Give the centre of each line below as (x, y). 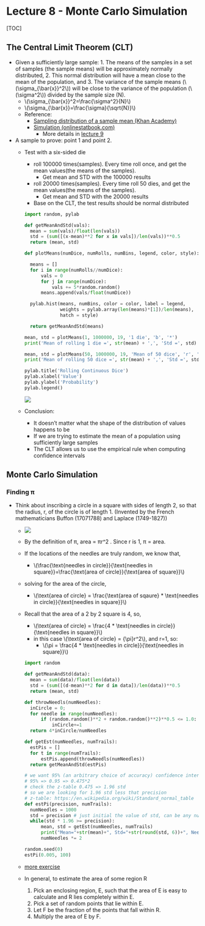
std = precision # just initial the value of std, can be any (110, 815)
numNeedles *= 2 (61, 838)
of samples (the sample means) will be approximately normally (94, 69)
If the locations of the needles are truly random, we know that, (103, 554)
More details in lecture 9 (73, 133)
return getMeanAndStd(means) (67, 326)
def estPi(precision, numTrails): (68, 804)
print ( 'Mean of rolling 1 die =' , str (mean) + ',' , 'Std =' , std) (110, 343)
